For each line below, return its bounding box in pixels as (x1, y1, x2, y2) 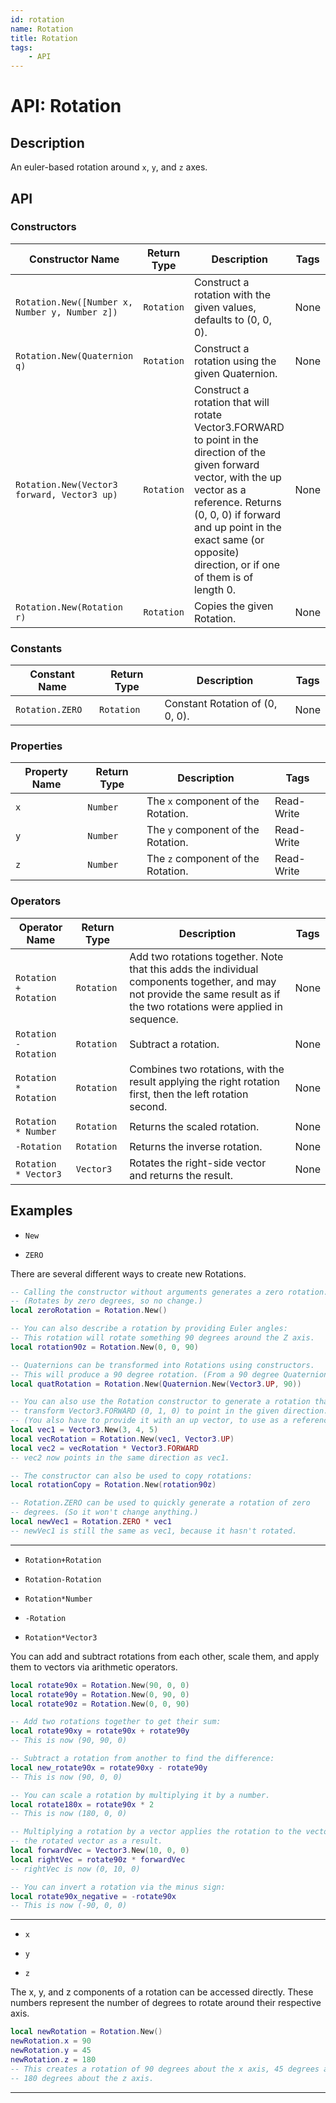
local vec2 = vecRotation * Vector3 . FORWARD (10, 1443, 199, 1453)
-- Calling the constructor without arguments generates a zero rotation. (10, 1287, 329, 1297)
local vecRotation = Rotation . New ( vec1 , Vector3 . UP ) (10, 1434, 235, 1444)
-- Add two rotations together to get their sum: (10, 1717, 222, 1727)
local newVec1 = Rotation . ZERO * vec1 (10, 1517, 172, 1527)
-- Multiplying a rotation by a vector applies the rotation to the (10, 1827, 302, 1837)
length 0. (193, 582, 237, 596)
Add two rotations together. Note (129, 949, 284, 963)
